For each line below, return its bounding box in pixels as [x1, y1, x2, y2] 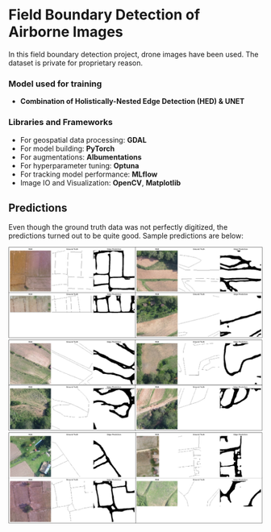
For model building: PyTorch [19, 143, 115, 153]
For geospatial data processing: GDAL [19, 135, 147, 144]
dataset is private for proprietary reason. [8, 58, 144, 68]
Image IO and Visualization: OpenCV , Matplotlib [19, 177, 181, 187]
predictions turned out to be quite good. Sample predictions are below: [8, 231, 244, 241]
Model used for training [8, 78, 102, 89]
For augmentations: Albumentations [19, 152, 143, 162]
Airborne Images [8, 23, 123, 41]
